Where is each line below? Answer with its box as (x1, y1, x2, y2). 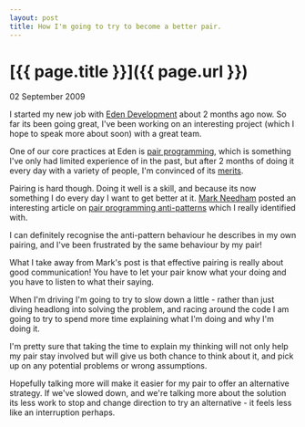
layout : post (9, 13, 59, 23)
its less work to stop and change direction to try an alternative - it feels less (9, 398, 292, 409)
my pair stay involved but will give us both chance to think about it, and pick (9, 350, 294, 361)
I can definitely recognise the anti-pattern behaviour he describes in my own (9, 230, 297, 241)
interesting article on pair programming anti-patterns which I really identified (9, 203, 296, 213)
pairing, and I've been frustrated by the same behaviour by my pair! (9, 239, 262, 251)
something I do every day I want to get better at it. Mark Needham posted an (9, 193, 297, 203)
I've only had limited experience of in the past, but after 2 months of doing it (9, 156, 294, 167)
